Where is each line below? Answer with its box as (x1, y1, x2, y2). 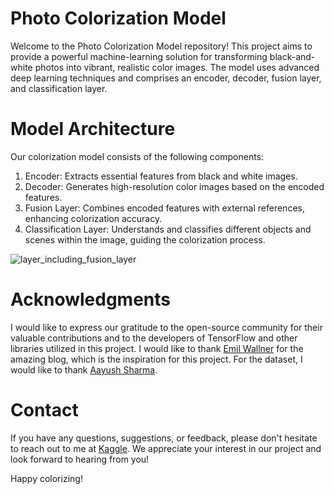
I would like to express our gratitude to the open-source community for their (10, 321, 323, 333)
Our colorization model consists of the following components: (10, 150, 265, 162)
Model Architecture (10, 118, 176, 141)
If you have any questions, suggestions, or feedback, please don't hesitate (10, 432, 318, 444)
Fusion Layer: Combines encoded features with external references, (24, 202, 305, 214)
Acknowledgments (10, 288, 172, 311)
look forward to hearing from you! (10, 453, 150, 465)
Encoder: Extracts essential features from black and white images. (24, 170, 298, 182)
